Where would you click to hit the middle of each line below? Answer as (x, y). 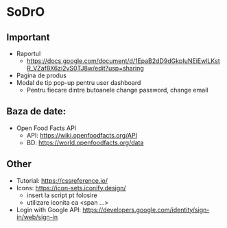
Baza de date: (36, 111)
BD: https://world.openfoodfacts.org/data (85, 142)
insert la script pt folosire (62, 195)
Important (28, 37)
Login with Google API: (49, 210)
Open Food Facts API (46, 128)
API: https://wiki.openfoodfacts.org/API (82, 135)
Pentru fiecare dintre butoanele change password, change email (117, 90)
